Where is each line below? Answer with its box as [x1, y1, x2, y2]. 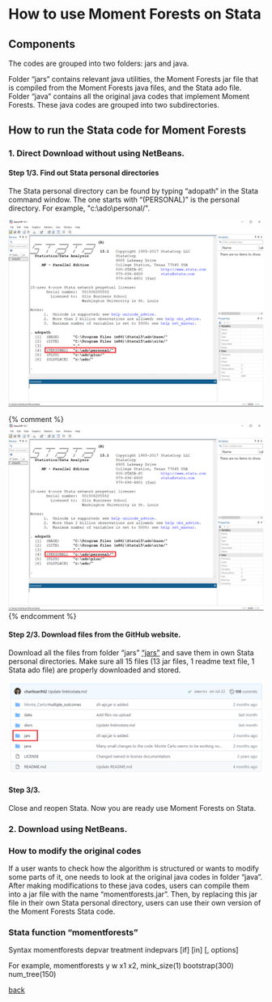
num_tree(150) [8, 970, 57, 979]
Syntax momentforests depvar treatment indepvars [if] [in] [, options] [8, 945, 239, 955]
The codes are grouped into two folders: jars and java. [8, 58, 189, 68]
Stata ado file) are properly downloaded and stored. [8, 665, 181, 675]
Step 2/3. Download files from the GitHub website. [8, 629, 181, 640]
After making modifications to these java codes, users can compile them [8, 880, 249, 890]
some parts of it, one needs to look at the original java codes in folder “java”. [8, 872, 263, 881]
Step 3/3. [8, 785, 40, 795]
